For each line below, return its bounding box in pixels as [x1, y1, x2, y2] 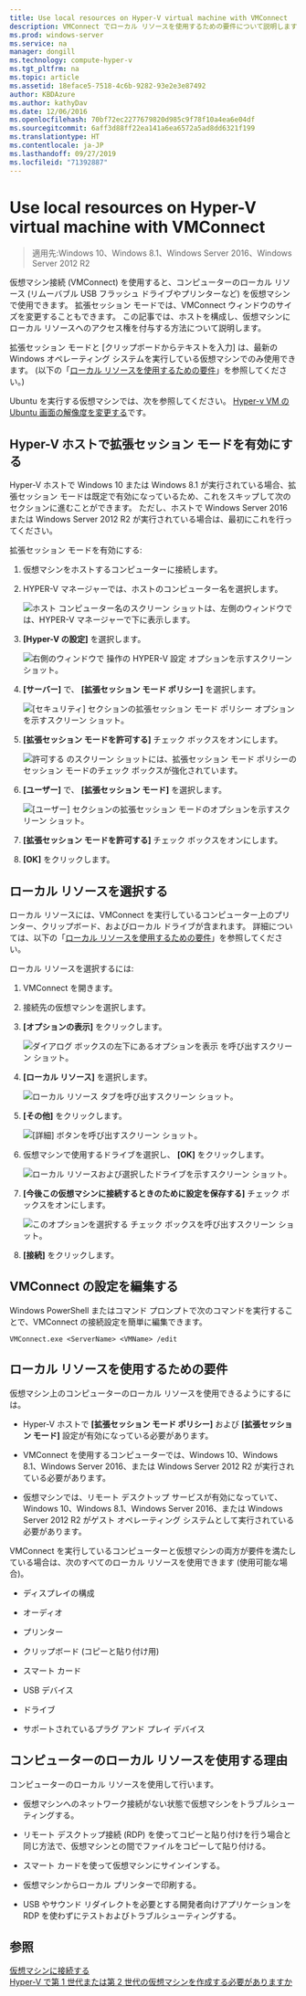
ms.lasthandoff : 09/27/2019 [9, 149, 117, 158]
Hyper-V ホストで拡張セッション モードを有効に [9, 436, 281, 452]
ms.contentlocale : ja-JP [9, 141, 104, 150]
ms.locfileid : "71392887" [9, 157, 108, 167]
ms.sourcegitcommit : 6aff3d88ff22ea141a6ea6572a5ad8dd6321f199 [9, 124, 256, 133]
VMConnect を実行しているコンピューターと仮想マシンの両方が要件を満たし [9, 1545, 297, 1556]
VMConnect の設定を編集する [9, 1279, 179, 1294]
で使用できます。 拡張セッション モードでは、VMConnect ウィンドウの [9, 300, 277, 311]
